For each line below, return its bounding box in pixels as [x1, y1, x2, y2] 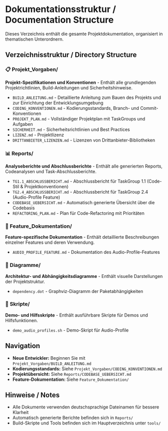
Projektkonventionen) [24, 183, 69, 189]
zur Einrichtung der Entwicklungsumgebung [12, 99, 104, 106]
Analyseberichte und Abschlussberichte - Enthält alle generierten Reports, [5, 163, 163, 169]
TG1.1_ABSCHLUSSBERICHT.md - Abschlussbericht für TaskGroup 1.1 [12, 178, 146, 184]
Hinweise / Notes [5, 391, 60, 399]
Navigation [5, 342, 40, 350]
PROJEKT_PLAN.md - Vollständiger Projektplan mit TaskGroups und [12, 115, 145, 121]
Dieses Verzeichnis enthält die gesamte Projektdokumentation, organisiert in [5, 31, 163, 37]
